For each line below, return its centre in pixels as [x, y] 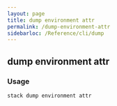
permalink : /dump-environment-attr [59, 26]
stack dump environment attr [49, 96]
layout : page [26, 14]
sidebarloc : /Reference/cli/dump [56, 33]
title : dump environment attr [51, 20]
